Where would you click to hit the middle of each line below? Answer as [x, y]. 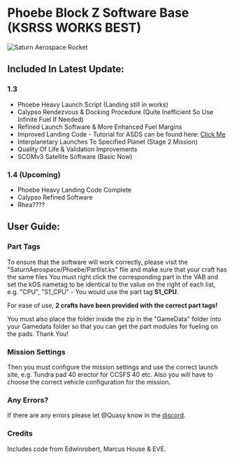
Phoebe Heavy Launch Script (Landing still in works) [93, 104]
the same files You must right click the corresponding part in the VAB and [113, 277]
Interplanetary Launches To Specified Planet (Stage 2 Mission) [107, 141]
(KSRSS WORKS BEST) [74, 28]
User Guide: [34, 226]
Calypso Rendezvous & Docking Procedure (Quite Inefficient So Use [115, 112]
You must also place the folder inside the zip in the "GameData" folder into [114, 319]
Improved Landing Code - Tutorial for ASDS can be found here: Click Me [121, 134]
